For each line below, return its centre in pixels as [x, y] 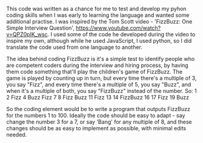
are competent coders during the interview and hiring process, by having [98, 65]
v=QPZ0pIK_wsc [27, 34]
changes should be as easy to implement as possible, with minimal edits [96, 128]
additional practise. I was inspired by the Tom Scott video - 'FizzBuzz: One [99, 21]
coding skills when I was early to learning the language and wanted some [98, 15]
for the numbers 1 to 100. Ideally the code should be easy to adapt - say [96, 115]
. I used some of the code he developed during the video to [121, 34]
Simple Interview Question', [40, 28]
